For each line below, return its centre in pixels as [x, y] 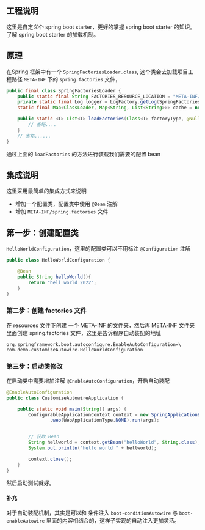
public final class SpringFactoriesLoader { [64, 90]
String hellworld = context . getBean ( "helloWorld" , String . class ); [114, 443]
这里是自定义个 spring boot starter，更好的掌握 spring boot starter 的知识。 [101, 27]
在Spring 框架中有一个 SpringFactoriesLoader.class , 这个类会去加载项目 [97, 72]
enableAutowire [26, 521]
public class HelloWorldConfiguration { [59, 260]
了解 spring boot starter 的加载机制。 [53, 34]
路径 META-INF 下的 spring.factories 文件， [66, 79]
